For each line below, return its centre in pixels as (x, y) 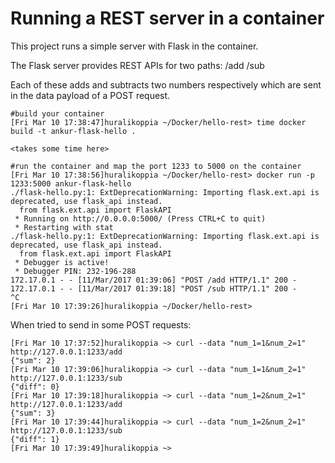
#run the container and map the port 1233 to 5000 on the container (156, 166)
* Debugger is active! (62, 262)
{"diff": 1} (35, 439)
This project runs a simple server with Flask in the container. (134, 46)
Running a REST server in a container (167, 18)
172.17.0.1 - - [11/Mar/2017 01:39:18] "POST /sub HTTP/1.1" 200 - (154, 288)
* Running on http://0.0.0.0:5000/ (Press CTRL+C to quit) (140, 218)
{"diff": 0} (35, 387)
